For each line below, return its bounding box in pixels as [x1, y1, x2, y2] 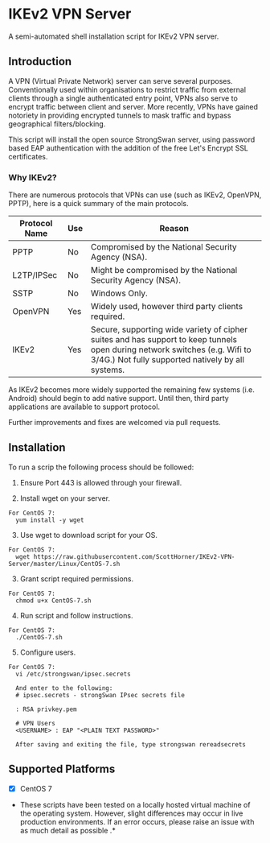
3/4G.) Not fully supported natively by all [91, 354, 245, 366]
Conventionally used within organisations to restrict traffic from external [8, 85, 247, 94]
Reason [159, 223, 190, 234]
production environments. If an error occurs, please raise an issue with [19, 816, 255, 826]
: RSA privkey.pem [15, 705, 78, 713]
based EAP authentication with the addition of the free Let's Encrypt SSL [8, 143, 249, 153]
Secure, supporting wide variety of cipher [91, 324, 247, 335]
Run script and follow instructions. [19, 610, 133, 620]
